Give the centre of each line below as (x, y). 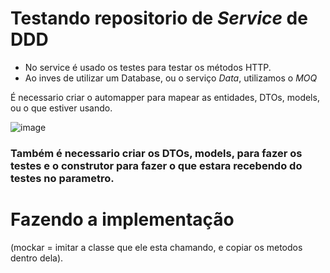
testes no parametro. (62, 178)
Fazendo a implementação (122, 219)
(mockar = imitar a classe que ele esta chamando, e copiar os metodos (156, 247)
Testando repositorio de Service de (159, 18)
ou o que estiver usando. (61, 108)
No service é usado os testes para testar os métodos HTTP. (148, 67)
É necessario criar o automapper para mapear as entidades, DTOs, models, (165, 97)
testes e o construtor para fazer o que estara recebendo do (156, 165)
